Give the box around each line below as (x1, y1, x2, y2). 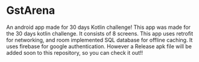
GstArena (6, 4, 55, 17)
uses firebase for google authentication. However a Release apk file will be (6, 43, 192, 50)
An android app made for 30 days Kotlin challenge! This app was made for (6, 23, 191, 31)
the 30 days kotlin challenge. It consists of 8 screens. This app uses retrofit (6, 29, 194, 37)
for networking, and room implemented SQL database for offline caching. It (6, 36, 193, 43)
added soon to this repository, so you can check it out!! (6, 49, 144, 56)
